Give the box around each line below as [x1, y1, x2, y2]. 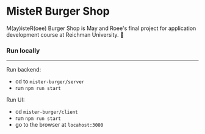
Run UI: [6, 96, 25, 103]
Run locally [6, 46, 40, 54]
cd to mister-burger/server [15, 78, 85, 85]
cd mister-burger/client [15, 108, 78, 116]
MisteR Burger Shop [6, 4, 110, 18]
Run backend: [6, 66, 41, 73]
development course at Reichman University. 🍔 [6, 31, 124, 38]
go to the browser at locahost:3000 [15, 121, 104, 128]
